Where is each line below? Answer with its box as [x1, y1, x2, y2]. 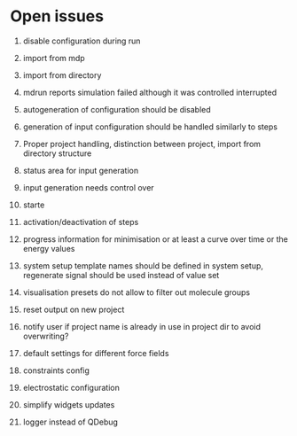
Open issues [10, 6, 105, 27]
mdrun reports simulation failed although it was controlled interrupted [22, 87, 277, 97]
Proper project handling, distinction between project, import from [22, 138, 261, 149]
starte [22, 199, 45, 210]
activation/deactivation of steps [22, 216, 139, 227]
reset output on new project [22, 304, 125, 315]
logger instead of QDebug [22, 417, 119, 427]
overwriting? [22, 331, 69, 341]
